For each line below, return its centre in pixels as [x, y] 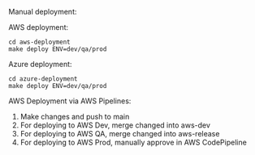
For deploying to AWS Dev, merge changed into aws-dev [115, 125]
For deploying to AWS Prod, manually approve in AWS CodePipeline [134, 142]
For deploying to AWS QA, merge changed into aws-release [120, 134]
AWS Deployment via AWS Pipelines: [70, 101]
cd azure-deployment [43, 79]
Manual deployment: [43, 12]
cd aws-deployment [39, 42]
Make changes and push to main [75, 117]
